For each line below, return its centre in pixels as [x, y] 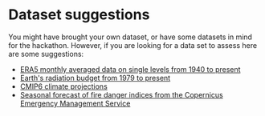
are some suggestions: [46, 54]
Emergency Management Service [75, 103]
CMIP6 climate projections [64, 86]
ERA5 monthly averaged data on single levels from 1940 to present [130, 69]
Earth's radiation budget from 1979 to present [95, 78]
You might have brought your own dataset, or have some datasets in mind [130, 37]
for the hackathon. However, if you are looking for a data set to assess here [133, 45]
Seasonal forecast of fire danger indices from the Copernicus [121, 94]
